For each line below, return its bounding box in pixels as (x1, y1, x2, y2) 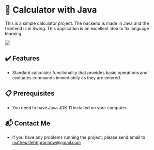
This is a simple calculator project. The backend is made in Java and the (5, 20, 149, 26)
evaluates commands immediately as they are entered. (12, 75, 122, 80)
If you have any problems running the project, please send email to (12, 135, 146, 140)
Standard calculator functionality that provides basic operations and (12, 70, 148, 75)
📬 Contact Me (5, 119, 50, 127)
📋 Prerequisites (5, 90, 55, 98)
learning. (5, 30, 23, 36)
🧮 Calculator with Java (5, 4, 97, 15)
